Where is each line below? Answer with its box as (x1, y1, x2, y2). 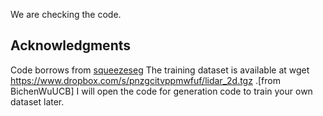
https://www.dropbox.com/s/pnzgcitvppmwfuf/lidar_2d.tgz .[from (10, 74, 281, 86)
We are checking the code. (10, 9, 122, 20)
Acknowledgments (10, 37, 132, 54)
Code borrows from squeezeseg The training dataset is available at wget (10, 64, 310, 76)
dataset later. (10, 95, 65, 108)
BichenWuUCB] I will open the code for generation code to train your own (10, 85, 313, 97)
